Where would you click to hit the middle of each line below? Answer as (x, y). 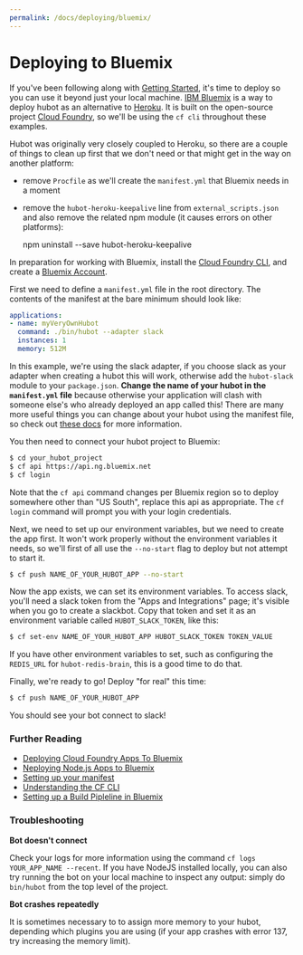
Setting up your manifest (68, 778)
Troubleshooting (47, 820)
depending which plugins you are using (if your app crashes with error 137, (148, 931)
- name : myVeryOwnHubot (54, 324)
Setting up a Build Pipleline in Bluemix (93, 797)
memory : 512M (42, 349)
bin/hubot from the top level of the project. (89, 886)
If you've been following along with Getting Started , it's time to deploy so (145, 88)
